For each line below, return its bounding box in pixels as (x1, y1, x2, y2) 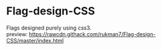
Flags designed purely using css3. (6, 24, 92, 31)
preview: (6, 30, 28, 37)
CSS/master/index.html (6, 37, 64, 44)
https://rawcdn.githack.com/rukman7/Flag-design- (29, 30, 156, 37)
